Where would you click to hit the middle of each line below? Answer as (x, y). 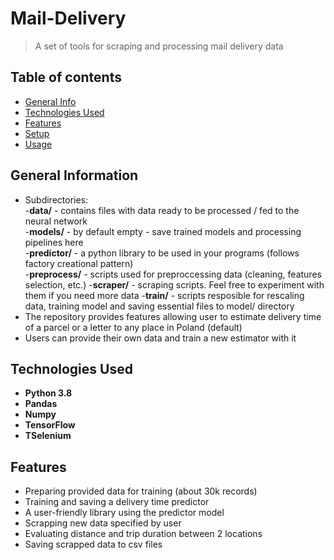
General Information (74, 175)
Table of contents (66, 77)
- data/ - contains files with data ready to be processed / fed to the (162, 210)
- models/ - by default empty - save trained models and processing (163, 231)
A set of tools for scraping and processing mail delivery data (159, 46)
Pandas (41, 404)
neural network (56, 221)
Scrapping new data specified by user (103, 523)
